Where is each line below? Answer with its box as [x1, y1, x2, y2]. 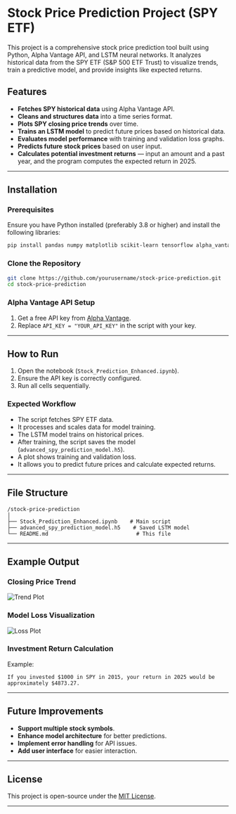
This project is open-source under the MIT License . [7, 792, 157, 801]
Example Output [7, 555, 79, 567]
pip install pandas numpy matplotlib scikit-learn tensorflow [7, 242, 193, 249]
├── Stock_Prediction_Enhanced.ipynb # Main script [7, 518, 171, 525]
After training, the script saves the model [17, 437, 136, 446]
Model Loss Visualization [7, 610, 95, 620]
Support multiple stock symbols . [17, 724, 115, 732]
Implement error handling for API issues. [17, 739, 138, 747]
